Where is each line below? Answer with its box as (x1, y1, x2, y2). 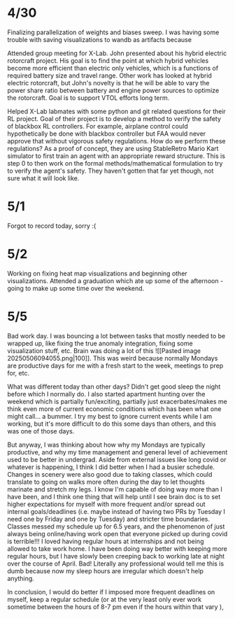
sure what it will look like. (7, 173, 80, 182)
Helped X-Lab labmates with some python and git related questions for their (7, 107, 226, 115)
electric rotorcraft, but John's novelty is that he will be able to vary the (7, 78, 210, 87)
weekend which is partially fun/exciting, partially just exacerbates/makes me (7, 397, 227, 405)
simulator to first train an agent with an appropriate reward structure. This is (7, 152, 226, 160)
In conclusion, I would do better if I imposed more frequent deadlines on (7, 587, 215, 596)
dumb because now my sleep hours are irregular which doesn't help (7, 566, 204, 575)
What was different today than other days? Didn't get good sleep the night (7, 382, 221, 391)
